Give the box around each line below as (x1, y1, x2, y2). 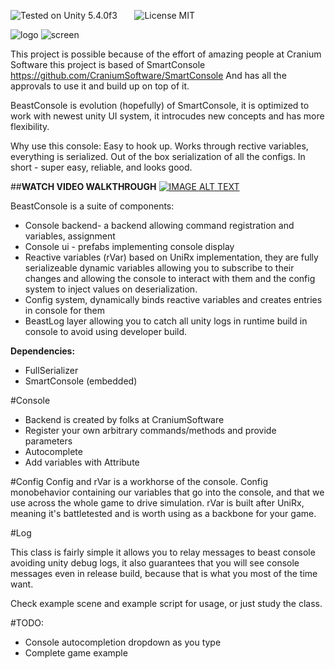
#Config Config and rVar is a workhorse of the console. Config (10, 476, 268, 487)
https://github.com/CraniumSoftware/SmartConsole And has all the (10, 70, 287, 81)
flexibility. (10, 121, 50, 132)
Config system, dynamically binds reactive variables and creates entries (24, 294, 323, 305)
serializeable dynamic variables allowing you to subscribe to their (24, 262, 295, 274)
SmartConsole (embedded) (24, 375, 138, 387)
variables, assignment (24, 230, 116, 242)
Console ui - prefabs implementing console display (24, 241, 235, 252)
